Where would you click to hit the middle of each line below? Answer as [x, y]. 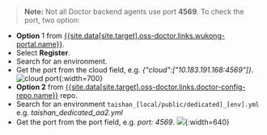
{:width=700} [81, 78]
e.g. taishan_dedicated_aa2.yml [69, 112]
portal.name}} [39, 44]
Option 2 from [40, 87]
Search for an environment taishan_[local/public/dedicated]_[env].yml [138, 104]
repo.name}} [37, 95]
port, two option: [52, 20]
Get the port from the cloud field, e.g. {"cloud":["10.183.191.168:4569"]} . [135, 70]
